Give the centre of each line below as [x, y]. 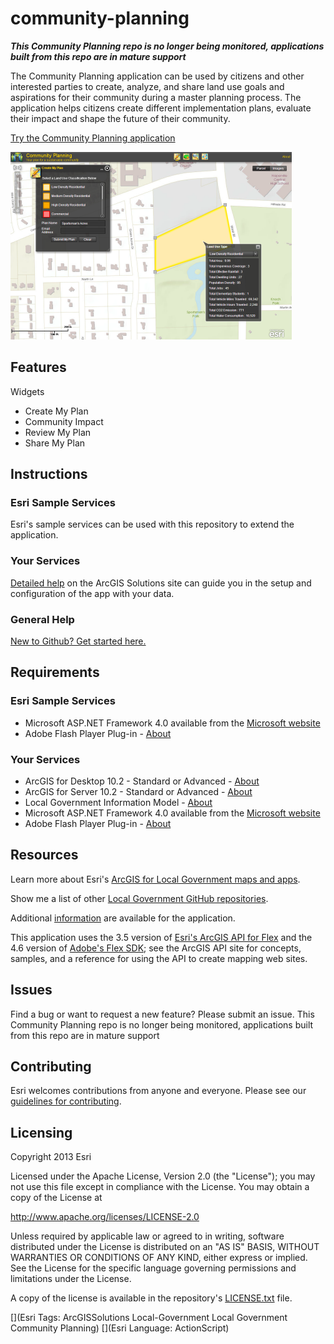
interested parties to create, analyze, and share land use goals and [147, 86]
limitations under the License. [71, 1279]
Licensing [41, 1132]
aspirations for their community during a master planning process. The [156, 97]
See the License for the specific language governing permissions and [153, 1268]
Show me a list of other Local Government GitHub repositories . [139, 898]
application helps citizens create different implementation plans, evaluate [161, 108]
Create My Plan [56, 411]
